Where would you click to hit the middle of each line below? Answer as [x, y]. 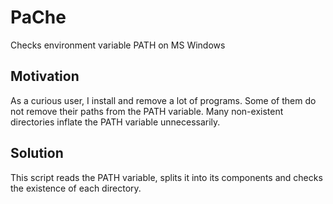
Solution [37, 153]
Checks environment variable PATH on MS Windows [118, 45]
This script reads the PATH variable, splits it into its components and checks [166, 177]
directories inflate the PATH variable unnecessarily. [115, 122]
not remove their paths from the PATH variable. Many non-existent [147, 111]
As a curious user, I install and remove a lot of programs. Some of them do [163, 100]
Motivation [45, 76]
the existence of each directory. [76, 188]
